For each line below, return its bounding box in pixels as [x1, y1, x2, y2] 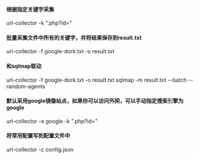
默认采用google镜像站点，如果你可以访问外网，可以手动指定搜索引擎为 [6, 97, 184, 105]
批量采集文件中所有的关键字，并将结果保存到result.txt [6, 34, 142, 41]
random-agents [6, 82, 46, 90]
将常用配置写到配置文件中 [6, 132, 70, 139]
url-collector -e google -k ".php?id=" [6, 117, 98, 125]
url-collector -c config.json [6, 146, 74, 154]
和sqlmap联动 [6, 62, 42, 70]
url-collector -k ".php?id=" [6, 19, 72, 27]
